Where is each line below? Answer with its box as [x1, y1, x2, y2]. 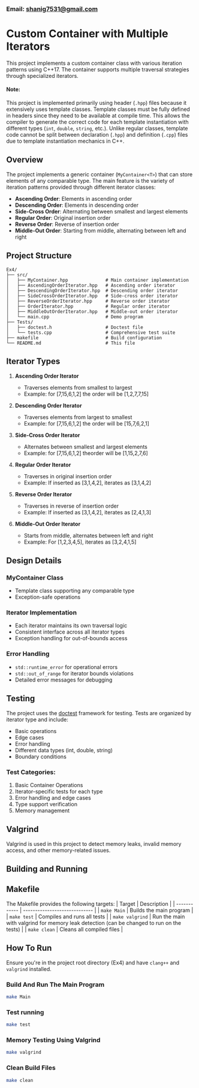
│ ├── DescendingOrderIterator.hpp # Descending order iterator [6, 287, 179, 294]
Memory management [14, 807, 70, 814]
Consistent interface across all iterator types [14, 628, 125, 635]
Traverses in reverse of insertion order [23, 502, 119, 510]
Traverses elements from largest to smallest [23, 413, 132, 421]
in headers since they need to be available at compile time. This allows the [6, 112, 190, 119]
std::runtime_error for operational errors [14, 663, 118, 670]
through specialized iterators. [6, 72, 79, 79]
